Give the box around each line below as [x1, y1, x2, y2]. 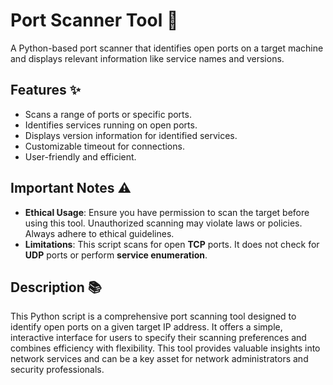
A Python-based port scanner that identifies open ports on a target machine [10, 42, 324, 54]
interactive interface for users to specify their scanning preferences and [10, 332, 307, 344]
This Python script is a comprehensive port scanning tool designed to [10, 310, 297, 323]
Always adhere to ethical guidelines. [24, 227, 175, 239]
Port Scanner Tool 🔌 [10, 9, 179, 32]
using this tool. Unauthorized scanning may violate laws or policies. [24, 217, 303, 229]
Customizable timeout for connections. [24, 140, 185, 152]
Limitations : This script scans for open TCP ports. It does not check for [24, 238, 320, 250]
